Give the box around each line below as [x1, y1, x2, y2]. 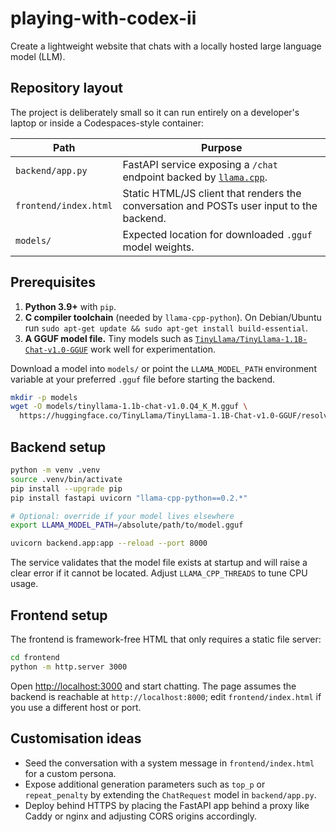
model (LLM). [10, 50, 66, 62]
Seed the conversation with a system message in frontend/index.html [24, 757, 315, 769]
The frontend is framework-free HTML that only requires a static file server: [10, 633, 322, 645]
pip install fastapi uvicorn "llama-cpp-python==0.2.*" [10, 493, 248, 503]
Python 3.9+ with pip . [24, 300, 117, 312]
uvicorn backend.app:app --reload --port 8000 [10, 538, 208, 549]
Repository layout [10, 80, 123, 97]
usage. [10, 578, 39, 590]
